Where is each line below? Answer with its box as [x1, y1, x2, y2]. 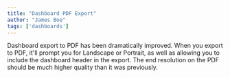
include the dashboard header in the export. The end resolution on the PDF [7, 56, 220, 64]
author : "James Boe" [7, 16, 67, 23]
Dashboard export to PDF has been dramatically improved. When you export [7, 42, 223, 50]
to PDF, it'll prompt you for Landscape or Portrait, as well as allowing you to [7, 49, 220, 57]
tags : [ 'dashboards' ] [7, 23, 69, 29]
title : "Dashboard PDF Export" [7, 10, 97, 17]
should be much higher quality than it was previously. [7, 63, 158, 72]
